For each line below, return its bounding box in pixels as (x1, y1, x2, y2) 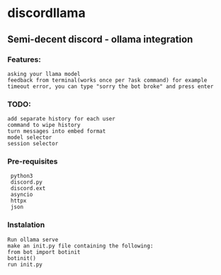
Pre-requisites (7, 157, 58, 167)
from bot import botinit (7, 248, 81, 256)
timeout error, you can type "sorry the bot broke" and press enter (7, 83, 214, 90)
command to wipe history (7, 122, 81, 129)
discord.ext (10, 185, 46, 192)
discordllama (7, 5, 86, 21)
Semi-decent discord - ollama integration (7, 33, 193, 45)
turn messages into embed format (7, 128, 106, 135)
